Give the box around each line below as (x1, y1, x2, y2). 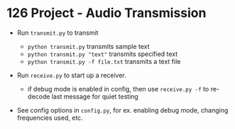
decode (27, 92, 50, 101)
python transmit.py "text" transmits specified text (27, 50, 178, 58)
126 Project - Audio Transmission (6, 5, 207, 21)
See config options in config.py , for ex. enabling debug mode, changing (16, 106, 229, 114)
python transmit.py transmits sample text (27, 42, 150, 50)
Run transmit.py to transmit (16, 28, 99, 37)
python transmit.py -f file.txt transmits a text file (27, 57, 181, 65)
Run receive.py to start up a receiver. (16, 71, 127, 79)
